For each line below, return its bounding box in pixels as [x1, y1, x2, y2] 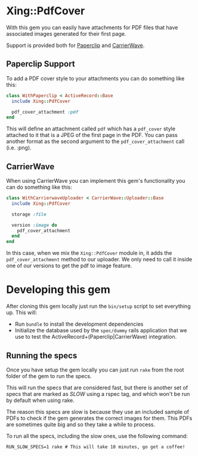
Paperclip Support [6, 59, 76, 69]
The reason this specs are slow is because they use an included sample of [6, 408, 190, 415]
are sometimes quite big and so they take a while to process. [6, 421, 156, 428]
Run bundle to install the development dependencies [14, 320, 144, 328]
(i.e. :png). [6, 144, 32, 151]
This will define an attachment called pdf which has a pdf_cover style [6, 125, 176, 132]
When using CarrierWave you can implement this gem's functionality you [6, 177, 185, 185]
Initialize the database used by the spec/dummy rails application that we [14, 327, 187, 334]
